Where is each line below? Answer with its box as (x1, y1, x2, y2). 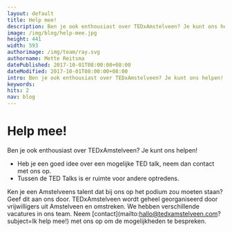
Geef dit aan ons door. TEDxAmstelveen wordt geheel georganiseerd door (7, 195, 218, 203)
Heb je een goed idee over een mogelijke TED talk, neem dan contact (17, 159, 215, 168)
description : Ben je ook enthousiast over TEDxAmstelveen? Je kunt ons (7, 23, 217, 30)
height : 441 (7, 36, 41, 43)
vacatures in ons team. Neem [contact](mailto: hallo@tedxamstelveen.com (7, 209, 218, 217)
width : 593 (7, 42, 39, 49)
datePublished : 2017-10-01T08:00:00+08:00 (7, 61, 131, 68)
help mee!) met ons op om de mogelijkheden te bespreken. (39, 217, 207, 225)
